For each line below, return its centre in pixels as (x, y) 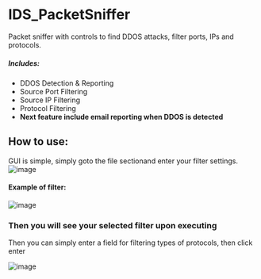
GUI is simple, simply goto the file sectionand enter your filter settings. (123, 161)
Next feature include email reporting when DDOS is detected (121, 117)
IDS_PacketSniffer (69, 15)
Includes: (24, 63)
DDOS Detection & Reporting (67, 83)
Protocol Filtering (48, 108)
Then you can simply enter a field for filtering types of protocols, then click (130, 243)
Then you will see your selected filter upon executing (113, 225)
